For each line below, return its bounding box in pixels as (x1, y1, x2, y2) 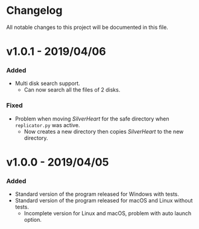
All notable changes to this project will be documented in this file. (6, 24, 169, 31)
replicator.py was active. (14, 121, 80, 128)
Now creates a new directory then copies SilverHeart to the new (24, 128, 184, 135)
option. (24, 216, 42, 224)
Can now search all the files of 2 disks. (24, 86, 121, 93)
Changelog (6, 4, 63, 17)
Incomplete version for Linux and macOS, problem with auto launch (24, 210, 192, 217)
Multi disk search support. (14, 80, 80, 87)
